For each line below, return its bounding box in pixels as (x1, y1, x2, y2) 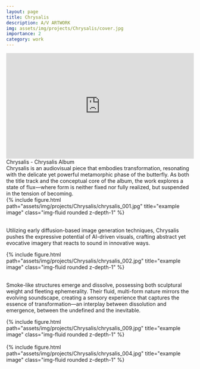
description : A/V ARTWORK (6, 20, 70, 26)
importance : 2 (6, 31, 42, 37)
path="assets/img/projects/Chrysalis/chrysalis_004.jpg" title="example (6, 349, 181, 357)
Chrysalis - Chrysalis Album (6, 158, 74, 165)
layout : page (6, 8, 39, 15)
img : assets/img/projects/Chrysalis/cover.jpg (6, 25, 124, 32)
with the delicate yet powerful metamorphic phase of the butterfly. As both (6, 171, 189, 178)
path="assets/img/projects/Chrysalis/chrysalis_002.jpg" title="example (6, 257, 181, 264)
